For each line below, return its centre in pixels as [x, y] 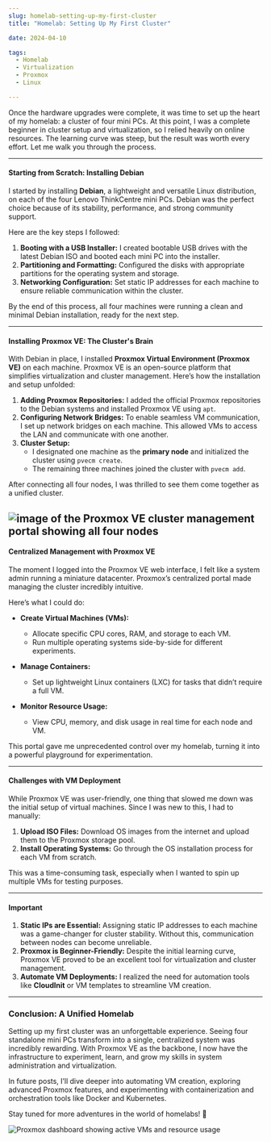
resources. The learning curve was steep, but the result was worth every [129, 138]
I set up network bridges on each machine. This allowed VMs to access [139, 426]
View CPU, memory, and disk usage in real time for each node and [142, 722]
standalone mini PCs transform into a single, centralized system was [122, 1040]
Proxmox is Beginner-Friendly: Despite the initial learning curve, [128, 951]
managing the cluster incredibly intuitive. [76, 587]
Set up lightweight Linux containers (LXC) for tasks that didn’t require [147, 682]
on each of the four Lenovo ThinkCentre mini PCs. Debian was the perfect [131, 199]
